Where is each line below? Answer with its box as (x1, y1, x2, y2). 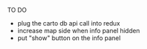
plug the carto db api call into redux (17, 19, 120, 27)
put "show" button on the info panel (17, 34, 121, 42)
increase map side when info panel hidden (17, 27, 140, 35)
